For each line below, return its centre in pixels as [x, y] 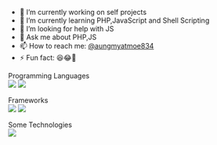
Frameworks [28, 100]
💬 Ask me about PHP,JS [58, 37]
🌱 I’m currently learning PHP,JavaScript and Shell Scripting [114, 20]
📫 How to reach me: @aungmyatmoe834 [87, 46]
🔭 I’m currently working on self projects [83, 12]
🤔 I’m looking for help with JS [67, 29]
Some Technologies [40, 125]
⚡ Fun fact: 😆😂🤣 [48, 58]
